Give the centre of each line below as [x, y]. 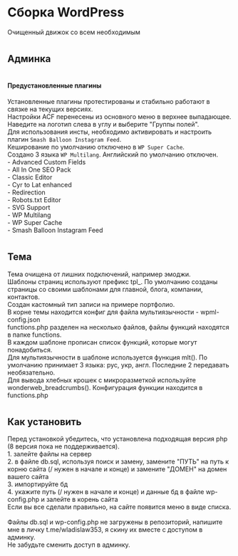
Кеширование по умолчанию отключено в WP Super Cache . [96, 147]
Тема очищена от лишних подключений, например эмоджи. [99, 274]
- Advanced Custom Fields [47, 162]
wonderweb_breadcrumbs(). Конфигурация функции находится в [105, 387]
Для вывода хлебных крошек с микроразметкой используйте [102, 380]
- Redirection [27, 192]
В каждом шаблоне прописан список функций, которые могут [102, 342]
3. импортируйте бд [38, 484]
